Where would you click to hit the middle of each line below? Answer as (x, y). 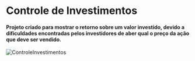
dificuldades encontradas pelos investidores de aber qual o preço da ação (98, 33)
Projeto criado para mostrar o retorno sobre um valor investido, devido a (95, 27)
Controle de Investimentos (72, 11)
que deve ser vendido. (34, 40)
